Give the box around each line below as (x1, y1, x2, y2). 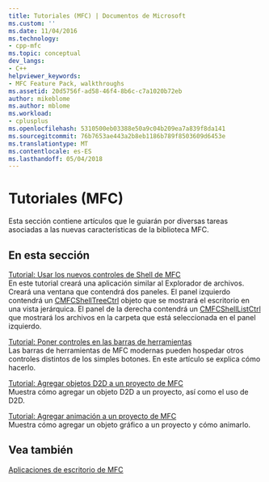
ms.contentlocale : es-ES (8, 147, 92, 155)
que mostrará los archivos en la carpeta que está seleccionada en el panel (8, 313, 256, 322)
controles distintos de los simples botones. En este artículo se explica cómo (8, 354, 261, 364)
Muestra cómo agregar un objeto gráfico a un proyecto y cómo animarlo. (8, 420, 251, 429)
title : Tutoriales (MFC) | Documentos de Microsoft (8, 11, 186, 20)
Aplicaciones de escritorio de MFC (8, 464, 124, 474)
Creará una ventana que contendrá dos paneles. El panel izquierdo (8, 287, 231, 296)
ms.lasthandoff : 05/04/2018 (8, 154, 103, 163)
